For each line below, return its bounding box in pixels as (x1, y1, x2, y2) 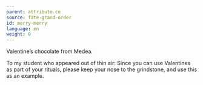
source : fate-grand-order (6, 14, 72, 20)
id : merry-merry (6, 20, 47, 26)
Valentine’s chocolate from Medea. (6, 48, 93, 55)
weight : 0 (6, 31, 32, 37)
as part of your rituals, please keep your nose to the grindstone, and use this (6, 66, 198, 73)
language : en (6, 25, 39, 32)
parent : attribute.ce (6, 8, 61, 15)
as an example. (6, 72, 44, 80)
